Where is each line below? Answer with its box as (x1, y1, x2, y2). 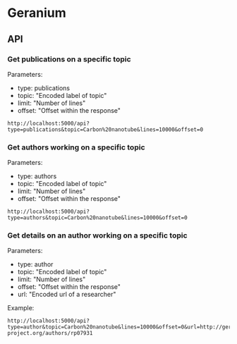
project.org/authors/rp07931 (7, 330, 93, 337)
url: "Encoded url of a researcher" (17, 290, 116, 299)
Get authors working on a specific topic (7, 142, 146, 152)
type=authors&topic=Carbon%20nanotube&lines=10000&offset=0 (7, 214, 188, 221)
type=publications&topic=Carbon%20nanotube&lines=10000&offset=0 (7, 125, 203, 133)
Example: (7, 304, 35, 312)
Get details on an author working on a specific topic (7, 231, 188, 240)
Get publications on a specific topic (7, 54, 132, 64)
